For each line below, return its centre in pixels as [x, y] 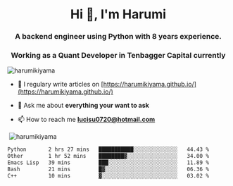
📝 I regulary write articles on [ [60, 85]
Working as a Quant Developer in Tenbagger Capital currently [118, 56]
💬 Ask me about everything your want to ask [83, 106]
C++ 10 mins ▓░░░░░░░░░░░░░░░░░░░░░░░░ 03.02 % [108, 175]
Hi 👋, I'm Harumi [118, 14]
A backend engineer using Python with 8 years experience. [118, 37]
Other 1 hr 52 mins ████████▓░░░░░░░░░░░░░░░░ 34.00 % [108, 156]
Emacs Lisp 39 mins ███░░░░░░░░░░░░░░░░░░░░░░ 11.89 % [108, 162]
